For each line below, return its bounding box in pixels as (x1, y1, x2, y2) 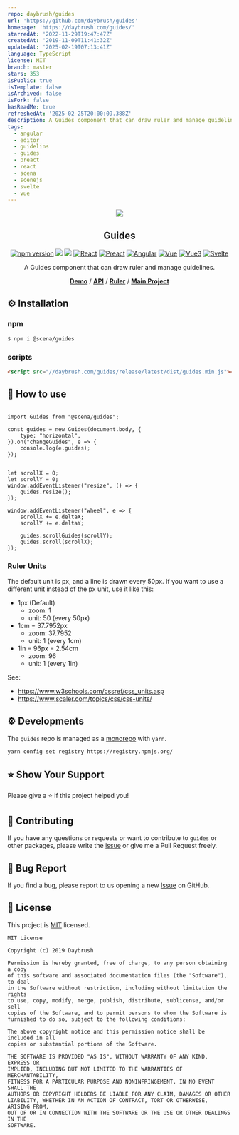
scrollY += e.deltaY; (20, 519, 84, 527)
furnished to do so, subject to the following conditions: (7, 1015, 186, 1023)
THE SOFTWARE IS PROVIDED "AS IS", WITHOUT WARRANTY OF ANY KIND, (7, 1053, 208, 1060)
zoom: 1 (28, 606, 51, 615)
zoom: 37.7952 (28, 629, 73, 637)
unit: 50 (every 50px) (28, 613, 90, 622)
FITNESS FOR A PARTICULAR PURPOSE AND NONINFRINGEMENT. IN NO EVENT (7, 1078, 215, 1085)
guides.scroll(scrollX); (20, 538, 94, 545)
